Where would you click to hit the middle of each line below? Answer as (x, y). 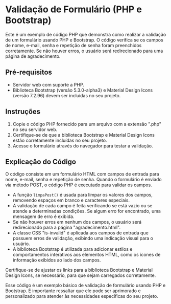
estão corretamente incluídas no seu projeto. (60, 140)
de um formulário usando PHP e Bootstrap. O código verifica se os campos (84, 40)
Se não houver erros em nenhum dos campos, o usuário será (77, 222)
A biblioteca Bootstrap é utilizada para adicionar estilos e (72, 249)
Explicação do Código (41, 161)
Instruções (23, 112)
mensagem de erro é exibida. (43, 216)
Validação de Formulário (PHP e (74, 9)
